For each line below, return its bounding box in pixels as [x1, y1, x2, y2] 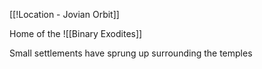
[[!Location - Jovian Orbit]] [9, 9, 120, 20]
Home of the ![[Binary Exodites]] [9, 28, 143, 39]
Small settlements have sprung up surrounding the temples [9, 47, 253, 59]
